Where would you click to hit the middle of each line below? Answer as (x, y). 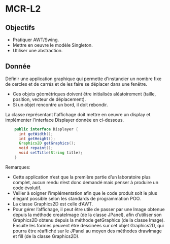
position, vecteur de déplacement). (49, 99)
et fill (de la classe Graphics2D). (46, 236)
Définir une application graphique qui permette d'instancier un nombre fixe (83, 79)
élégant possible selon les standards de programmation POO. (77, 198)
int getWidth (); (36, 134)
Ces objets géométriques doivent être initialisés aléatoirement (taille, (84, 94)
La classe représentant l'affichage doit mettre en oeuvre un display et (78, 114)
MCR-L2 (23, 9)
